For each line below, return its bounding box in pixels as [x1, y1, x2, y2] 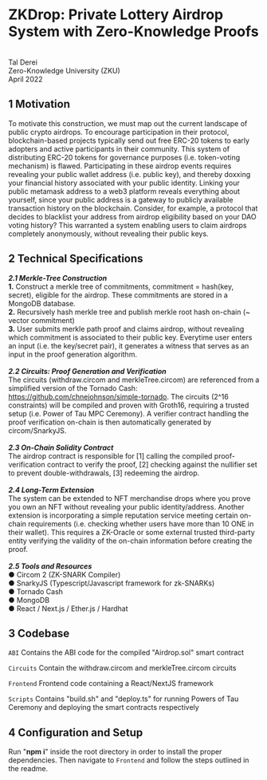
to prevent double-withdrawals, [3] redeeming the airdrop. [8, 468, 200, 478]
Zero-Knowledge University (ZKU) [8, 65, 121, 75]
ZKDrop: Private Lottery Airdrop [8, 6, 224, 24]
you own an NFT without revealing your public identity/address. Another [8, 502, 245, 511]
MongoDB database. [8, 298, 76, 308]
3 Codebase [8, 626, 70, 640]
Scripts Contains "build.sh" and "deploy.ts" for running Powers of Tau [8, 694, 239, 703]
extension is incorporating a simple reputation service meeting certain [8, 510, 238, 520]
